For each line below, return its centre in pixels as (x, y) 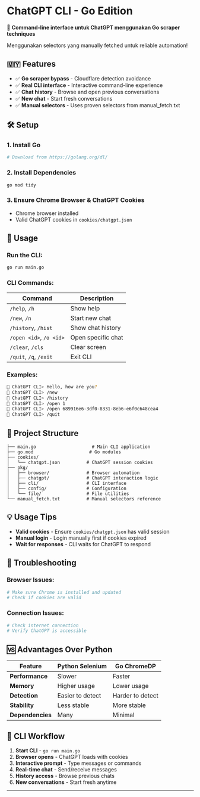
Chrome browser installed (47, 213)
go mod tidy (21, 185)
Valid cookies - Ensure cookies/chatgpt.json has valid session (92, 531)
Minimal (123, 715)
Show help (85, 308)
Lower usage (131, 686)
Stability (22, 705)
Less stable (73, 705)
